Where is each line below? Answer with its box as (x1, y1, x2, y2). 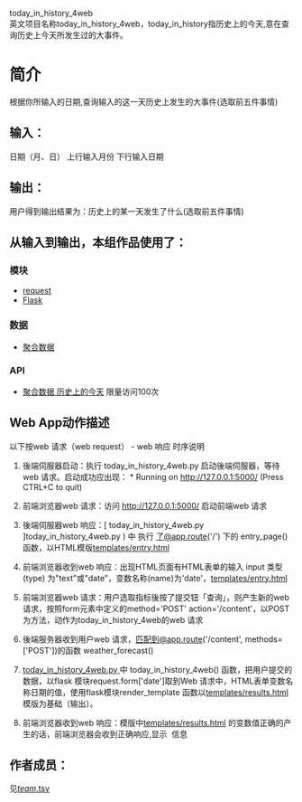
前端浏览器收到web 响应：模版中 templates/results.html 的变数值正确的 (22, 717, 284, 728)
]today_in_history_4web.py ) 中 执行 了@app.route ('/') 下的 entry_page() (22, 531, 288, 542)
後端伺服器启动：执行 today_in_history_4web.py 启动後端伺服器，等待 (22, 460, 280, 471)
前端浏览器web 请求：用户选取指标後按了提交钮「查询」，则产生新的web (22, 591, 290, 602)
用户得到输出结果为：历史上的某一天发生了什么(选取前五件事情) (9, 205, 245, 216)
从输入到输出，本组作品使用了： (9, 234, 188, 250)
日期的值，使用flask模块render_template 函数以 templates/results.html (30, 686, 288, 697)
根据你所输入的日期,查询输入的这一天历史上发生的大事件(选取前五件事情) (9, 96, 279, 107)
